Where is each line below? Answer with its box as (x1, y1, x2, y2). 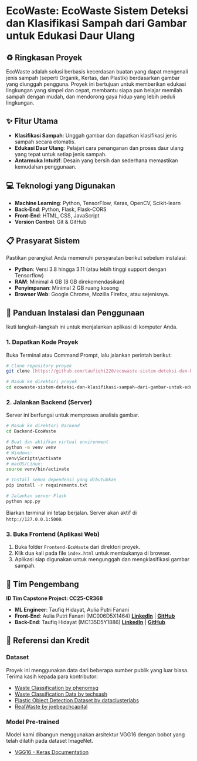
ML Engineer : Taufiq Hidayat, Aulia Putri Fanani (14, 606, 130, 613)
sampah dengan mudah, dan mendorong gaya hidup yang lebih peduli (6, 93, 176, 100)
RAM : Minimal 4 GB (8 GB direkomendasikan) (14, 278, 125, 286)
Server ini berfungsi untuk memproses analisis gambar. (6, 411, 140, 418)
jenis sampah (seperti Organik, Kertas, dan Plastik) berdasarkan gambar (6, 75, 180, 81)
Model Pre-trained (6, 718, 60, 726)
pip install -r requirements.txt (6, 482, 88, 488)
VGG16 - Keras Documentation (14, 748, 89, 756)
